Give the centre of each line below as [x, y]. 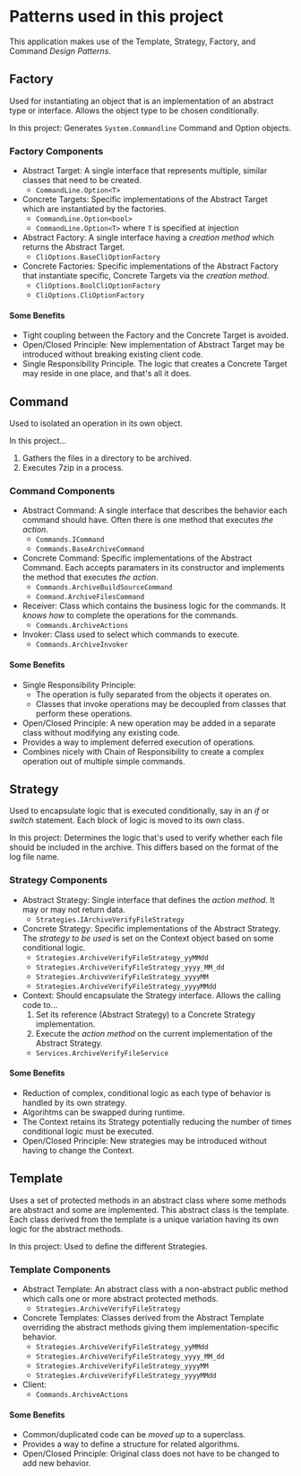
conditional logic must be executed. [88, 1131]
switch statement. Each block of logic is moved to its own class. [127, 820]
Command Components [62, 491]
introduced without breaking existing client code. [112, 354]
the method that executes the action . [90, 578]
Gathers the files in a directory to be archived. [107, 458]
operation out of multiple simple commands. [103, 761]
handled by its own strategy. [74, 1102]
